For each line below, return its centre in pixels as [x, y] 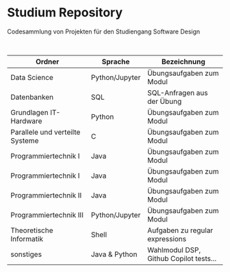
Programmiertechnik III [47, 215]
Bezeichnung [183, 62]
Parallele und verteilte [46, 132]
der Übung [164, 101]
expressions [167, 239]
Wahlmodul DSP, [174, 249]
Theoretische [32, 230]
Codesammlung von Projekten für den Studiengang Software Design [104, 31]
